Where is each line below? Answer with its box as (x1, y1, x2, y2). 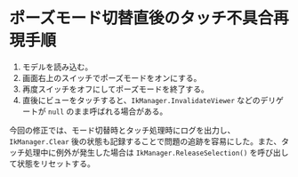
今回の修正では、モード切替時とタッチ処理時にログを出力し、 (9, 125, 236, 135)
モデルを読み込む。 (21, 61, 93, 72)
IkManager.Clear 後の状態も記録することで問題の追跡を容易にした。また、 (9, 135, 282, 147)
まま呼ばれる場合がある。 (74, 106, 168, 117)
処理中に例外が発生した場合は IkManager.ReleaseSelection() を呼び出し (24, 147, 289, 157)
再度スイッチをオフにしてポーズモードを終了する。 (21, 84, 209, 94)
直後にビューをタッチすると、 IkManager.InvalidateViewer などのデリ (21, 94, 277, 105)
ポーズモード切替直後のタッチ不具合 (9, 8, 274, 28)
